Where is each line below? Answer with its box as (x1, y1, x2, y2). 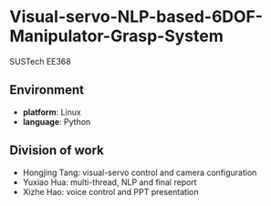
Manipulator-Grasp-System (9, 26, 224, 46)
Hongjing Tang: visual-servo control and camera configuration (22, 167, 257, 178)
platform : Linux (22, 107, 82, 118)
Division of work (9, 143, 105, 159)
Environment (9, 82, 85, 98)
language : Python (22, 116, 91, 127)
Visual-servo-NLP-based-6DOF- (9, 6, 263, 27)
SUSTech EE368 (9, 56, 71, 67)
